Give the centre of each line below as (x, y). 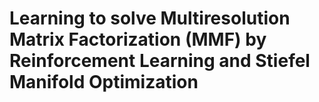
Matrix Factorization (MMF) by (138, 39)
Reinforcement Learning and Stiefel (160, 61)
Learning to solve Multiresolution (150, 18)
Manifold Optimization (104, 82)
